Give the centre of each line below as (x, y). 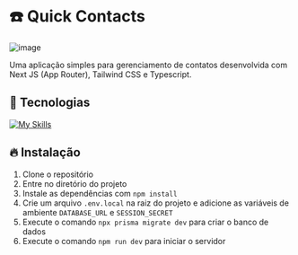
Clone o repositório (58, 174)
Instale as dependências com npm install (100, 193)
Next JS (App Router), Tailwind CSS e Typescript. (101, 74)
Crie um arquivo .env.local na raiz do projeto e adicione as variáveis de (156, 203)
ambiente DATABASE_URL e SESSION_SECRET (97, 212)
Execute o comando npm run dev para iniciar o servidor (124, 241)
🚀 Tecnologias (50, 103)
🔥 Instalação (45, 153)
